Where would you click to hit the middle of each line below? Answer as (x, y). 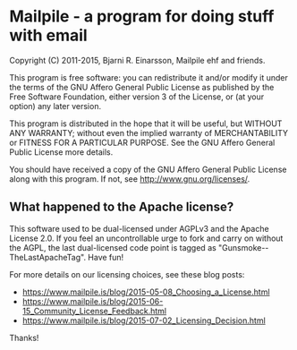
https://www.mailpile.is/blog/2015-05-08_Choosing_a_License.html (146, 292)
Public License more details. (61, 152)
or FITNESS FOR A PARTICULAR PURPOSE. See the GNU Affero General (142, 142)
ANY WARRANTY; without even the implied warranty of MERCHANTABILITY (149, 132)
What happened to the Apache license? (122, 207)
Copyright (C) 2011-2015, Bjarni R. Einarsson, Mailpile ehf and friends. (137, 60)
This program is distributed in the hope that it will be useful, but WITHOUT (146, 124)
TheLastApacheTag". (48, 257)
